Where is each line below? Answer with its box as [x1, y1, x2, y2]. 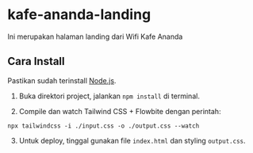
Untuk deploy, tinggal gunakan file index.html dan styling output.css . [18, 136, 247, 145]
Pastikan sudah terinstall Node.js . [7, 75, 117, 85]
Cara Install [7, 55, 65, 68]
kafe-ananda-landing [7, 6, 151, 24]
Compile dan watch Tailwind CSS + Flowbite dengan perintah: [18, 106, 221, 116]
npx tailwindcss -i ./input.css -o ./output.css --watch [7, 121, 200, 130]
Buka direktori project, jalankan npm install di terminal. [18, 91, 200, 101]
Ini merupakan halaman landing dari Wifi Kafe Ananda [7, 32, 183, 41]
